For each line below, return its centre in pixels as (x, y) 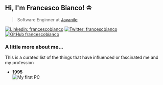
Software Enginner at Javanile (47, 19)
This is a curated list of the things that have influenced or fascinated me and (82, 57)
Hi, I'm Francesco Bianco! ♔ (48, 8)
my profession (20, 63)
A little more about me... (34, 47)
